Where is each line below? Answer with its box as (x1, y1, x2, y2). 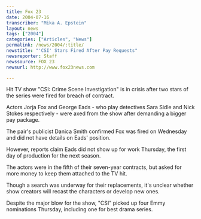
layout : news (6, 25, 39, 32)
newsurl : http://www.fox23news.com (6, 64, 95, 70)
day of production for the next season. (6, 152, 101, 159)
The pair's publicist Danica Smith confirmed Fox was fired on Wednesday (6, 128, 187, 135)
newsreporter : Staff (6, 53, 58, 59)
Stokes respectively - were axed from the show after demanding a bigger (6, 110, 187, 117)
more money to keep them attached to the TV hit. (6, 170, 127, 177)
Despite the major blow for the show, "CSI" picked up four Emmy (6, 199, 166, 206)
